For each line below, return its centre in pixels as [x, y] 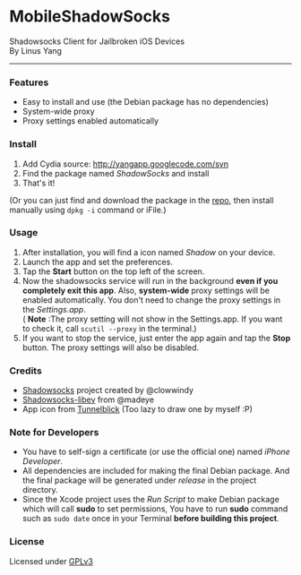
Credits [26, 371]
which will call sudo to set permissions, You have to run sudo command [155, 509]
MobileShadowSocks [90, 17]
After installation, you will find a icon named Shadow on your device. [149, 252]
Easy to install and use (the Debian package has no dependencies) [145, 102]
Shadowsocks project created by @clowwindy [108, 390]
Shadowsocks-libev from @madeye [88, 399]
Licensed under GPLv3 [52, 561]
